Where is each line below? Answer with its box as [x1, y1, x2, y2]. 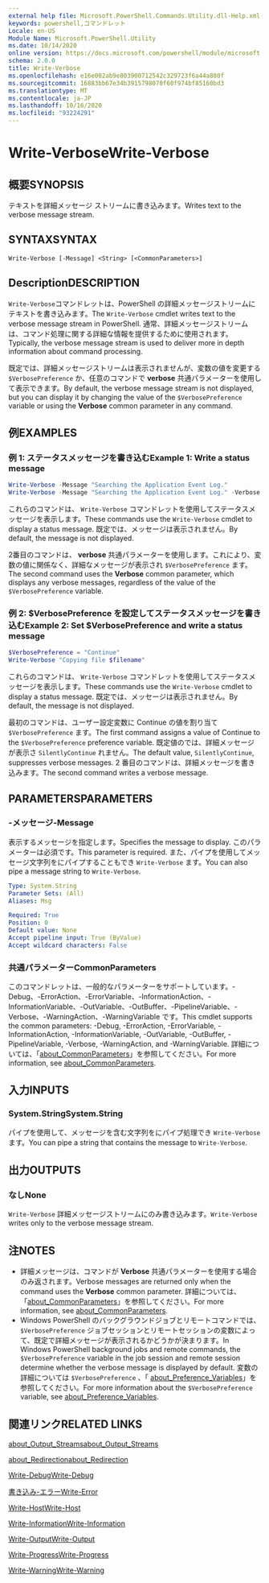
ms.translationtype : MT [8, 86, 88, 95]
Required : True [8, 911, 59, 920]
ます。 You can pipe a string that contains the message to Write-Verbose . [8, 1137, 247, 1147]
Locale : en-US [8, 27, 56, 35]
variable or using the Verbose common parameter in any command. [8, 400, 233, 411]
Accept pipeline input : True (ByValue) [8, 934, 142, 942]
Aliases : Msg [8, 897, 52, 905]
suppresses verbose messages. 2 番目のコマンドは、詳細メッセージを [8, 758, 242, 767]
